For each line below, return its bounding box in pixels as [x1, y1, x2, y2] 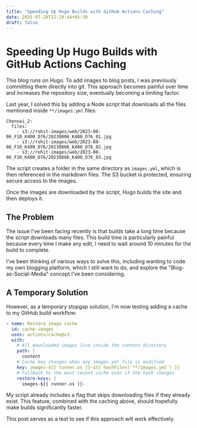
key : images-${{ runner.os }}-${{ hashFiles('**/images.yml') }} [16, 364, 181, 370]
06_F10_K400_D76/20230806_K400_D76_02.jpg [6, 144, 112, 150]
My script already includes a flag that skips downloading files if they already [6, 391, 191, 399]
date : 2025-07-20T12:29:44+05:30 [6, 14, 88, 20]
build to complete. [6, 247, 50, 254]
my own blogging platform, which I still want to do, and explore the [6, 264, 168, 271]
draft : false [6, 19, 38, 25]
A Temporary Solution [6, 287, 88, 297]
